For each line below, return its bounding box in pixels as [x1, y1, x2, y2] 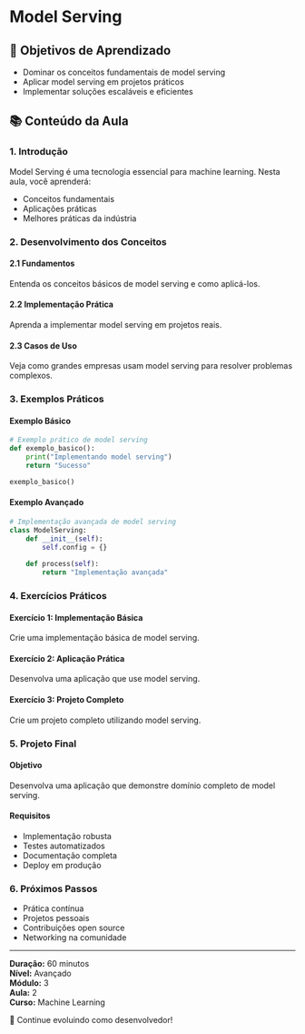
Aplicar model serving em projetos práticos [22, 76, 184, 87]
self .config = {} [42, 542, 107, 552]
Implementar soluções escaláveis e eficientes [22, 86, 193, 96]
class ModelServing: [9, 525, 88, 534]
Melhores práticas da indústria [22, 212, 137, 224]
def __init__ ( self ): [25, 534, 103, 543]
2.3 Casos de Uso [9, 340, 77, 351]
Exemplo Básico [9, 415, 71, 426]
